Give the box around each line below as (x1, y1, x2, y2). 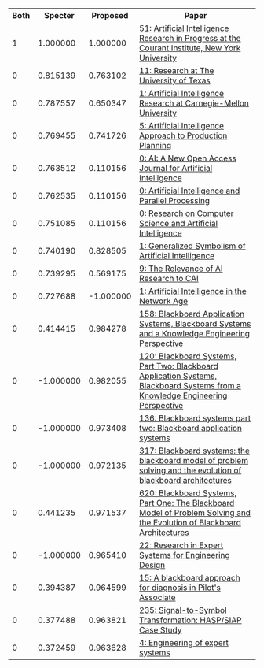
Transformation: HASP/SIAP (138, 614, 242, 625)
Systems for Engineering (138, 550, 230, 560)
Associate (138, 592, 176, 603)
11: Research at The (138, 65, 214, 76)
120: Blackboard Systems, (138, 351, 237, 362)
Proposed (91, 10, 129, 20)
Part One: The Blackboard (138, 498, 235, 508)
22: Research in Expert (138, 540, 224, 551)
